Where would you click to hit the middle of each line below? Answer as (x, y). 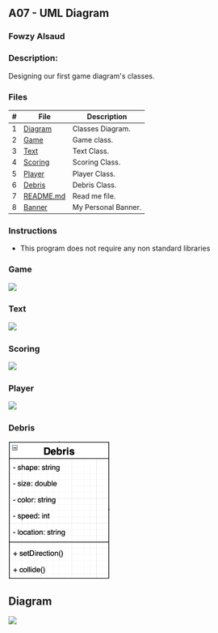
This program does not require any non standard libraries (115, 248)
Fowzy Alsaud (37, 36)
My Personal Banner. (107, 207)
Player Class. (94, 173)
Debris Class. (94, 185)
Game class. (93, 139)
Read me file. (94, 196)
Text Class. (91, 151)
